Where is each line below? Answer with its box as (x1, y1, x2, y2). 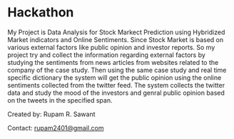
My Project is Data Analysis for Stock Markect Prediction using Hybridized (7, 28, 225, 36)
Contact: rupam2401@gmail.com (7, 123, 104, 132)
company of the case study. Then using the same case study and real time (7, 66, 227, 74)
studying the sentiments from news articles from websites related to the (7, 58, 219, 66)
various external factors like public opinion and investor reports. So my (7, 43, 215, 51)
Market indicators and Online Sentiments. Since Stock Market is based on (7, 35, 224, 43)
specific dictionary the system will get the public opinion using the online (7, 73, 222, 82)
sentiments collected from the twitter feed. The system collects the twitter (7, 81, 225, 89)
